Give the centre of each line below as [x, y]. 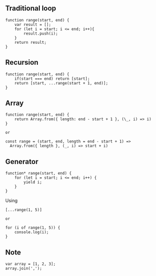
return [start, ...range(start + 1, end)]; [61, 83]
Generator [22, 162]
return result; [31, 42]
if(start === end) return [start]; [52, 78]
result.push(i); [41, 33]
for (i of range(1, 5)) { [33, 228]
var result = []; [33, 24]
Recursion [22, 62]
